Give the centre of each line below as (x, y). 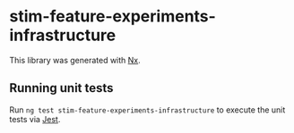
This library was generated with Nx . (75, 60)
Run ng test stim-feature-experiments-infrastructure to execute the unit (147, 110)
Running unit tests (61, 88)
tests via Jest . (35, 119)
